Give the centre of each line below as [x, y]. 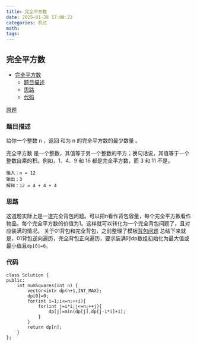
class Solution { [28, 275]
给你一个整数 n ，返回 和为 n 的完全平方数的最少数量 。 [74, 141]
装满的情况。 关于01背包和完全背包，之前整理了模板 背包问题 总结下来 [96, 231]
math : [13, 28]
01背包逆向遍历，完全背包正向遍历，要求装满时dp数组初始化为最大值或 [103, 238]
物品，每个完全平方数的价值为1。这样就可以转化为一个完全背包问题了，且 [96, 223]
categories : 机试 [27, 23]
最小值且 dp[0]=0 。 [29, 246]
